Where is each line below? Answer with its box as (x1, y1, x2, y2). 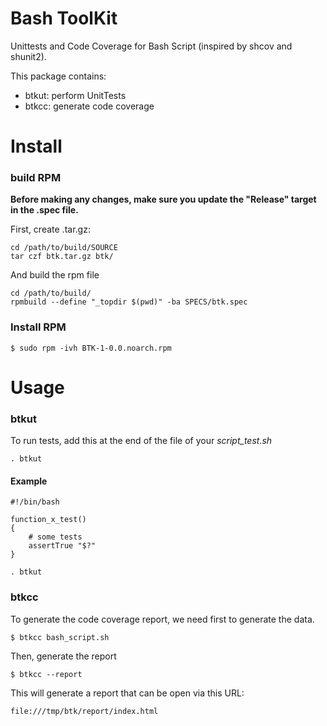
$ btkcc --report (10, 669, 83, 679)
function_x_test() (10, 515, 87, 525)
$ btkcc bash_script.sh (10, 632, 110, 642)
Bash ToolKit (10, 7, 118, 30)
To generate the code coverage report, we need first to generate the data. (10, 613, 315, 625)
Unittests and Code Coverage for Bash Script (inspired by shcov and (10, 40, 293, 52)
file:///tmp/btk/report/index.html (10, 706, 159, 716)
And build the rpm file (10, 269, 100, 281)
